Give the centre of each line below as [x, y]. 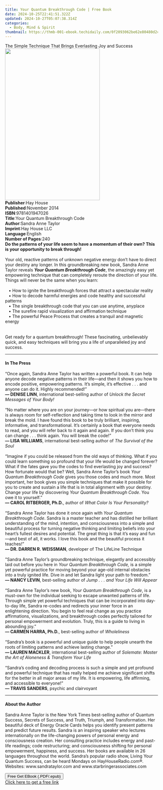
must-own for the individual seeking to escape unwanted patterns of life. [78, 596]
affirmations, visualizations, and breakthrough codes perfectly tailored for [79, 616]
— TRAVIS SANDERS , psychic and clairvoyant [51, 689]
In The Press [18, 363]
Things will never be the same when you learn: [52, 280]
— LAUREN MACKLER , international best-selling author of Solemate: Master [81, 652]
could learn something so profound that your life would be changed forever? [81, 461]
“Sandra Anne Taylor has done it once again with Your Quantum [69, 513]
